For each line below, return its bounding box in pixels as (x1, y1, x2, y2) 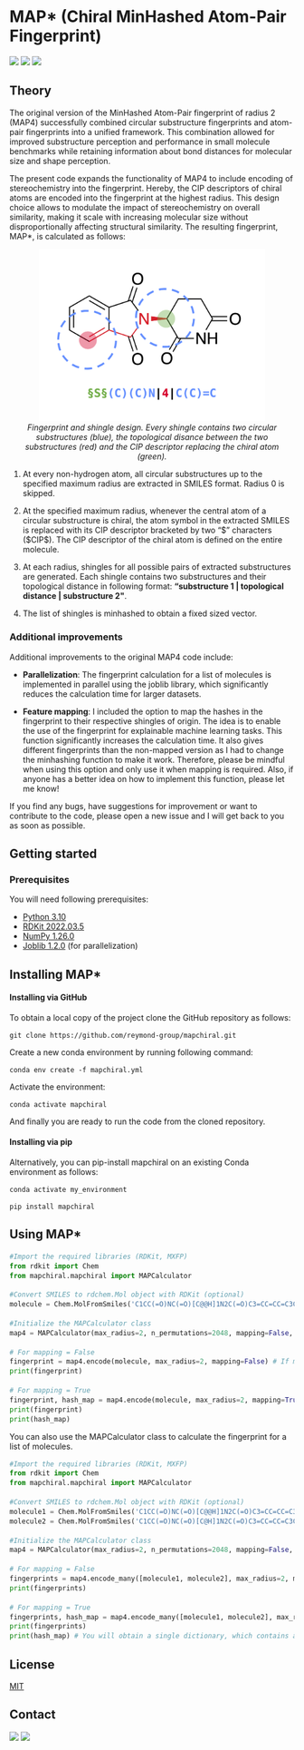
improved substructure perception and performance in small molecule (9, 136, 271, 147)
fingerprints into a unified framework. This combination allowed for (25, 126, 275, 137)
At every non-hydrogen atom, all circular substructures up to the (22, 469, 263, 480)
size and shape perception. (9, 155, 111, 166)
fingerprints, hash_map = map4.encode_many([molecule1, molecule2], (9, 1612, 273, 1621)
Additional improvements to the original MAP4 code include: (9, 651, 233, 662)
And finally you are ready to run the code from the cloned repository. (9, 1116, 266, 1127)
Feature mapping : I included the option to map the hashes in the (22, 706, 264, 717)
